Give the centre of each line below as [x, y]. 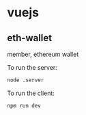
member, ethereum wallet [43, 54]
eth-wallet [30, 38]
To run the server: [32, 67]
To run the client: [31, 93]
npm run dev [24, 105]
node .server [26, 80]
